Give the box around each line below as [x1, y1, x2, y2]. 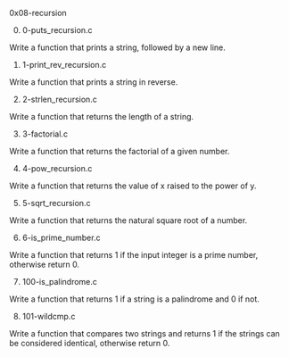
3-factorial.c [21, 129, 69, 139]
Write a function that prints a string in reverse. [9, 77, 178, 87]
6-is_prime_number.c [21, 232, 101, 243]
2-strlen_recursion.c [21, 94, 98, 104]
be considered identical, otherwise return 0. [9, 338, 170, 348]
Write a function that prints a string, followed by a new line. [9, 42, 226, 53]
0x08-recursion [9, 8, 67, 18]
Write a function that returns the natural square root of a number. [9, 215, 248, 226]
